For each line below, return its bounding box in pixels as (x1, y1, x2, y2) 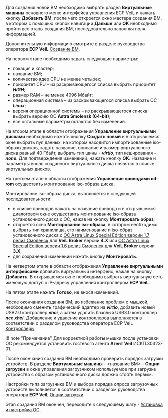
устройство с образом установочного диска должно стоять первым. (5, 371, 153, 377)
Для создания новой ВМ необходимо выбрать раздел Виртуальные (5, 5, 152, 10)
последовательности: (5, 196, 52, 202)
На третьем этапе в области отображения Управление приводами (5, 176, 150, 181)
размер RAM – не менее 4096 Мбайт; (12, 92, 93, 98)
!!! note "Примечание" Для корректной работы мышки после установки (5, 335, 159, 341)
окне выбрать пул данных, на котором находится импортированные (5, 139, 152, 145)
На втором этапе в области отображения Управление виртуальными (5, 128, 156, 134)
